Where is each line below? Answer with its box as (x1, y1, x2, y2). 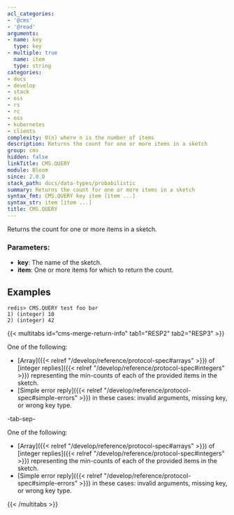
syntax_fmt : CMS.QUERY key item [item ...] (7, 193, 136, 200)
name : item (13, 56, 45, 63)
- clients (7, 128, 36, 135)
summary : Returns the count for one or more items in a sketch (7, 186, 196, 193)
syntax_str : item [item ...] (7, 199, 92, 207)
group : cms (7, 147, 39, 154)
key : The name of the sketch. (17, 259, 103, 267)
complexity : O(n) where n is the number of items (7, 134, 155, 141)
